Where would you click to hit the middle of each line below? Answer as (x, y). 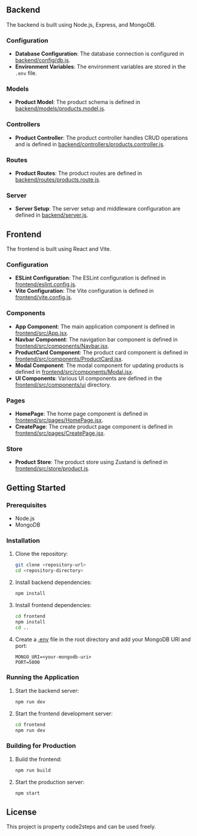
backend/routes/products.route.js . (58, 180)
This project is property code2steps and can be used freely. (81, 827)
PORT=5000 (28, 662)
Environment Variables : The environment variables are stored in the (100, 67)
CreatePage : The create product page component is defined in (94, 427)
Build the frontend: (38, 759)
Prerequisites (26, 505)
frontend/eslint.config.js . (46, 284)
